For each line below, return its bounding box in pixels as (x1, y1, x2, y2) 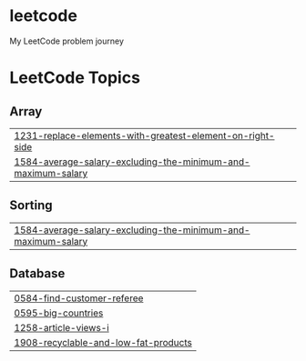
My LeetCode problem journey (9, 35, 125, 46)
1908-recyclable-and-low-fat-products (14, 336, 193, 348)
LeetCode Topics (9, 67, 141, 88)
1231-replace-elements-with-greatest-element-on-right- (14, 129, 275, 142)
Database (9, 266, 66, 282)
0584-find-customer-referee (14, 292, 144, 305)
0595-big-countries (14, 306, 104, 319)
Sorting (9, 197, 53, 214)
